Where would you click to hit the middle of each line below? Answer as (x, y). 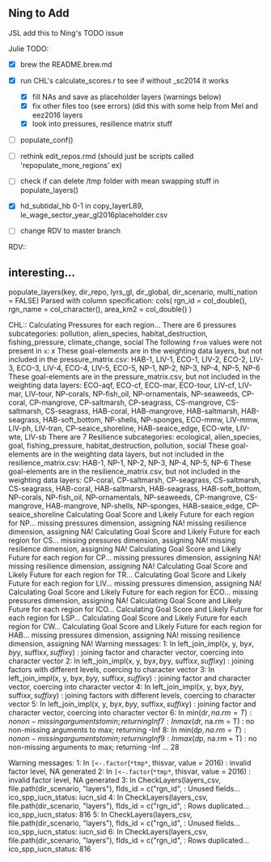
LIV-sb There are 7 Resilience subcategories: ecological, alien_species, (143, 437)
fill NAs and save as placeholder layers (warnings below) (127, 96)
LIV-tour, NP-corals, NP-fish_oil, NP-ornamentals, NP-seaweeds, (132, 394)
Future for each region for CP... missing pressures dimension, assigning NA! (135, 558)
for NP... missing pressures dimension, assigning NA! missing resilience (127, 523)
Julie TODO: (29, 49)
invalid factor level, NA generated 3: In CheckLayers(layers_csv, (114, 780)
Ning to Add (39, 13)
